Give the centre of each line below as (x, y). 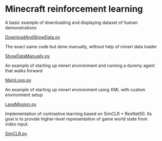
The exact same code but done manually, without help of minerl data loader (81, 46)
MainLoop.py (18, 80)
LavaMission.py (21, 104)
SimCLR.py (16, 133)
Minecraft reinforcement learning (74, 9)
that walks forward (24, 70)
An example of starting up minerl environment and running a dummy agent (80, 65)
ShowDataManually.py (28, 56)
